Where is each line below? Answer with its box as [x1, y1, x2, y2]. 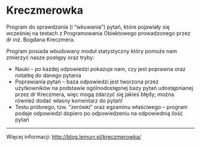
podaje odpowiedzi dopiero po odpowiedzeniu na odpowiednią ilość [14, 110, 184, 117]
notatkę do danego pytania [14, 72, 82, 79]
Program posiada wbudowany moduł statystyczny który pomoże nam [6, 47, 178, 54]
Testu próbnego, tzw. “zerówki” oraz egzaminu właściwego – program [14, 103, 188, 110]
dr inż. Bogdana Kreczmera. [6, 36, 75, 43]
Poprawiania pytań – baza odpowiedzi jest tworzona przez [14, 78, 159, 85]
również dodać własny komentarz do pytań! [14, 97, 123, 104]
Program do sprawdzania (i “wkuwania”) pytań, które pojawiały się [6, 23, 170, 30]
